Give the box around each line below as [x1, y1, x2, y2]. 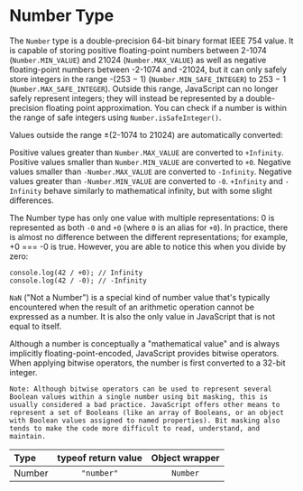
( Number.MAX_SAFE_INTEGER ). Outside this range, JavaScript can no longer [9, 83, 279, 94]
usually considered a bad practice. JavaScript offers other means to [9, 400, 280, 409]
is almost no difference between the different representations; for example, [9, 231, 289, 242]
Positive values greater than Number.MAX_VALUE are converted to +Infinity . [9, 146, 284, 158]
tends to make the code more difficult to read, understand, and [9, 423, 260, 433]
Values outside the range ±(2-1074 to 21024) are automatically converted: [9, 129, 284, 140]
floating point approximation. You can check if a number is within [45, 102, 287, 113]
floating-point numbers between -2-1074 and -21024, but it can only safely [9, 64, 287, 75]
